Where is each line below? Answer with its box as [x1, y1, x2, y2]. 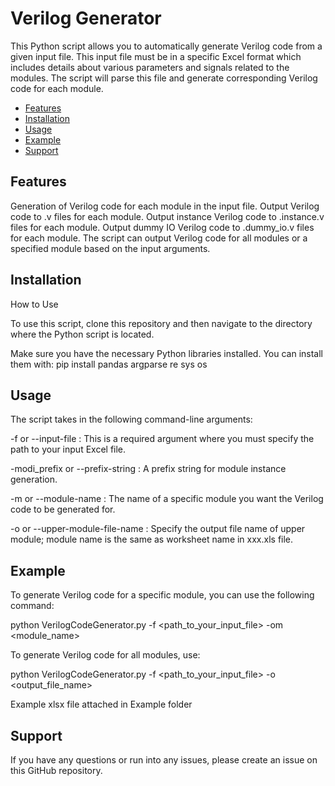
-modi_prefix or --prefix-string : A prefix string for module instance [10, 463, 287, 475]
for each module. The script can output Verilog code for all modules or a [10, 232, 308, 244]
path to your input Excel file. [10, 443, 127, 456]
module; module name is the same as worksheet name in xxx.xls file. [10, 533, 294, 546]
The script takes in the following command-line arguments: [10, 413, 253, 426]
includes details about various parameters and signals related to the [10, 61, 290, 73]
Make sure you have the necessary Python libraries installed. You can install [10, 347, 323, 359]
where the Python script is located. [10, 328, 155, 340]
